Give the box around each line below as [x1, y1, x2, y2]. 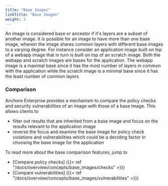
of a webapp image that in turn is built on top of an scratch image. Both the [5, 52, 161, 58]
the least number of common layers [5, 74, 79, 80]
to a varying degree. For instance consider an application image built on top [5, 46, 162, 53]
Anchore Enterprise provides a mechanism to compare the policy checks [5, 97, 156, 103]
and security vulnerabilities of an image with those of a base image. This [5, 103, 156, 109]
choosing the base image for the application [12, 139, 104, 145]
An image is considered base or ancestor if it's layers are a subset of [5, 31, 148, 37]
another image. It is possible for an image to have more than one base [5, 36, 150, 42]
